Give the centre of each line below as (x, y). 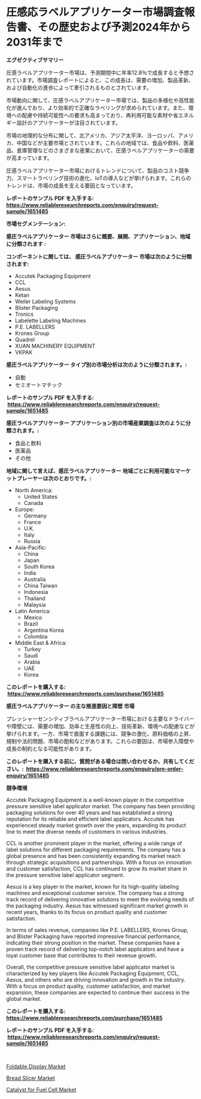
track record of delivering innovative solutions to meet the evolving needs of (100, 899)
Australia (35, 579)
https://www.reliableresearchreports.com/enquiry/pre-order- (105, 769)
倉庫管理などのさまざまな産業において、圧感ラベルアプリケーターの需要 (105, 150)
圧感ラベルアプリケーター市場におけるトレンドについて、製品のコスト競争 (98, 171)
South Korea (39, 567)
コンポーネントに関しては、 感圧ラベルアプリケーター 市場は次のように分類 (99, 256)
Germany (35, 516)
